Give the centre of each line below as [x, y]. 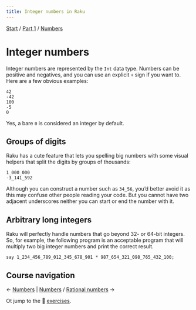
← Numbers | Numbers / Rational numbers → [60, 289]
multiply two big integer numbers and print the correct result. [80, 246]
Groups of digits [36, 141]
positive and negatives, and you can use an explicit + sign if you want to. [94, 75]
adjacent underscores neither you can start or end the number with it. [90, 201]
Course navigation [40, 275]
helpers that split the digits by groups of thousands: [68, 162]
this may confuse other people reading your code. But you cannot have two [97, 195]
